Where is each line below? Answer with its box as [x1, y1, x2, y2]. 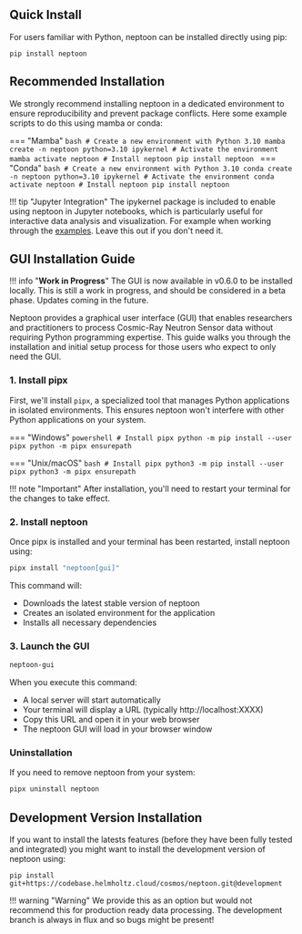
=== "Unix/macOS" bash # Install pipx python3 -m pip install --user [9, 457, 285, 468]
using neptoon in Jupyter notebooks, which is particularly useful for [9, 205, 264, 217]
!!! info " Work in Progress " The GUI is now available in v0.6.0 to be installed [9, 275, 293, 286]
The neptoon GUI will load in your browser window [22, 724, 213, 734]
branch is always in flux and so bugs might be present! [9, 915, 215, 926]
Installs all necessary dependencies [22, 617, 157, 628]
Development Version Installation [9, 810, 203, 826]
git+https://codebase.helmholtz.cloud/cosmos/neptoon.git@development [9, 879, 283, 888]
